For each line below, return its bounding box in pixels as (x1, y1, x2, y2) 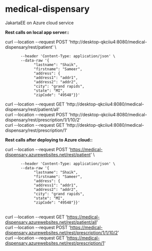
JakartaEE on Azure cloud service (5, 20, 74, 26)
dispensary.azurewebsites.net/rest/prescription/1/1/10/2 (5, 229, 118, 235)
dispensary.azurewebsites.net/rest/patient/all (5, 219, 97, 225)
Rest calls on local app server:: (5, 29, 70, 35)
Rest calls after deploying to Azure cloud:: (5, 137, 93, 143)
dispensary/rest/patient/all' (5, 106, 60, 112)
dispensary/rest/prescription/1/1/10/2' (5, 117, 81, 123)
